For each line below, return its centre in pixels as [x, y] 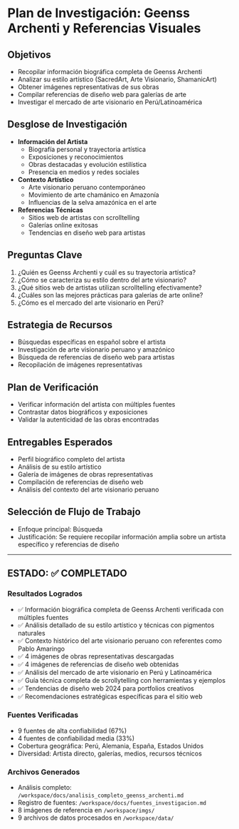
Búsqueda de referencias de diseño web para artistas [96, 357]
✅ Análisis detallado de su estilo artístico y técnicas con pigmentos [116, 625]
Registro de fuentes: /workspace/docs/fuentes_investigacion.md [112, 803]
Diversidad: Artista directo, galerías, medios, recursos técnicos [110, 753]
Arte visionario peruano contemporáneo [87, 187]
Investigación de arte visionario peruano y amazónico [96, 350]
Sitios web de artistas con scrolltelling [84, 217]
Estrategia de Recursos [60, 325]
